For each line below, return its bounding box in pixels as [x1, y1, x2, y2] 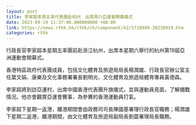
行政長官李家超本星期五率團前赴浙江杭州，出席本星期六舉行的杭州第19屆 [6, 47, 180, 54]
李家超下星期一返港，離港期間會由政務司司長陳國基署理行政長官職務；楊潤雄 [6, 106, 190, 113]
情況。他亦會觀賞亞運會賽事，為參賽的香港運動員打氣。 [6, 94, 139, 101]
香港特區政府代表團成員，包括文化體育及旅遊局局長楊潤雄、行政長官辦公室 [6, 66, 185, 73]
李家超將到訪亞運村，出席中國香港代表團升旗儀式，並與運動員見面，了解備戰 [6, 86, 190, 93]
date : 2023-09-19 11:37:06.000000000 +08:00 [6, 19, 116, 25]
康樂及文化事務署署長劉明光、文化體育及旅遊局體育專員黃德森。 [31, 74, 185, 81]
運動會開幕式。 [10, 54, 47, 61]
